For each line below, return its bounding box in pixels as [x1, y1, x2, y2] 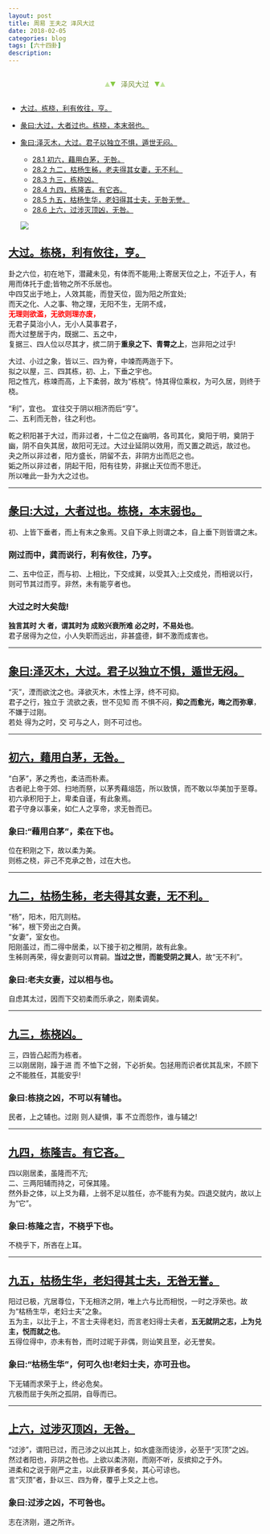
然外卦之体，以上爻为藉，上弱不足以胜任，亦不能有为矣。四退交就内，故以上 [8, 1188, 262, 1199]
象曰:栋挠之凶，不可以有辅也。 [8, 1092, 127, 1103]
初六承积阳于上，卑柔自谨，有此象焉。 [8, 793, 135, 803]
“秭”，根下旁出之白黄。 [8, 922, 86, 932]
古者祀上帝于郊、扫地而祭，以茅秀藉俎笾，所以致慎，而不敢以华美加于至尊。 [8, 783, 262, 793]
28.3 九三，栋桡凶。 [31, 175, 99, 184]
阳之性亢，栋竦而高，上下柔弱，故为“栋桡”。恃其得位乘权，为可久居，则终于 [8, 376, 261, 386]
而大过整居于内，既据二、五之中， [8, 329, 121, 339]
